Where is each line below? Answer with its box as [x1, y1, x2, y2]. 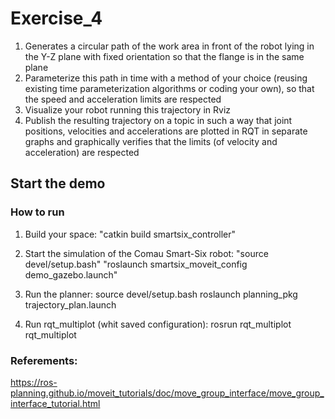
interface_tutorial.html [10, 397, 101, 409]
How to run [10, 205, 65, 219]
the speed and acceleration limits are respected [24, 93, 222, 105]
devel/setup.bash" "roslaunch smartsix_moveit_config [24, 258, 248, 270]
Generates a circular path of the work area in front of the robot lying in [24, 40, 315, 52]
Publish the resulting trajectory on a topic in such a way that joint [24, 114, 293, 126]
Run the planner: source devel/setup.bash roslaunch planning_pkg [24, 288, 298, 300]
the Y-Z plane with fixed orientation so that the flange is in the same [24, 50, 305, 62]
